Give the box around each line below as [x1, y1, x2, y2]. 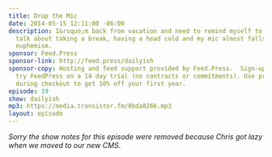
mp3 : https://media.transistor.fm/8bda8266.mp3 [8, 102, 172, 110]
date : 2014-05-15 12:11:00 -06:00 [8, 19, 125, 28]
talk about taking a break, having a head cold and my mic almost [15, 34, 244, 43]
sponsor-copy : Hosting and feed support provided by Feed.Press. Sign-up [8, 65, 266, 73]
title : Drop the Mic [8, 11, 79, 20]
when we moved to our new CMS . [8, 141, 121, 150]
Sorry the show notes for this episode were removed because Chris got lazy [8, 132, 263, 142]
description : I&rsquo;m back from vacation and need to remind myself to [8, 27, 263, 35]
